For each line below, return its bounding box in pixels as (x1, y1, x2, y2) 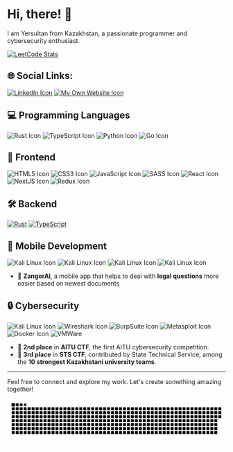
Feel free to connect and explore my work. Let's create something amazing (7, 377, 222, 385)
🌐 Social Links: (7, 70, 73, 82)
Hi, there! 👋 (7, 6, 73, 22)
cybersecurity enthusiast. (7, 36, 80, 44)
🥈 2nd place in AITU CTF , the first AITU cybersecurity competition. (17, 342, 209, 351)
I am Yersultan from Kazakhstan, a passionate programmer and (7, 29, 188, 37)
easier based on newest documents (17, 279, 120, 287)
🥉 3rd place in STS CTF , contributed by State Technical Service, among (17, 350, 223, 358)
